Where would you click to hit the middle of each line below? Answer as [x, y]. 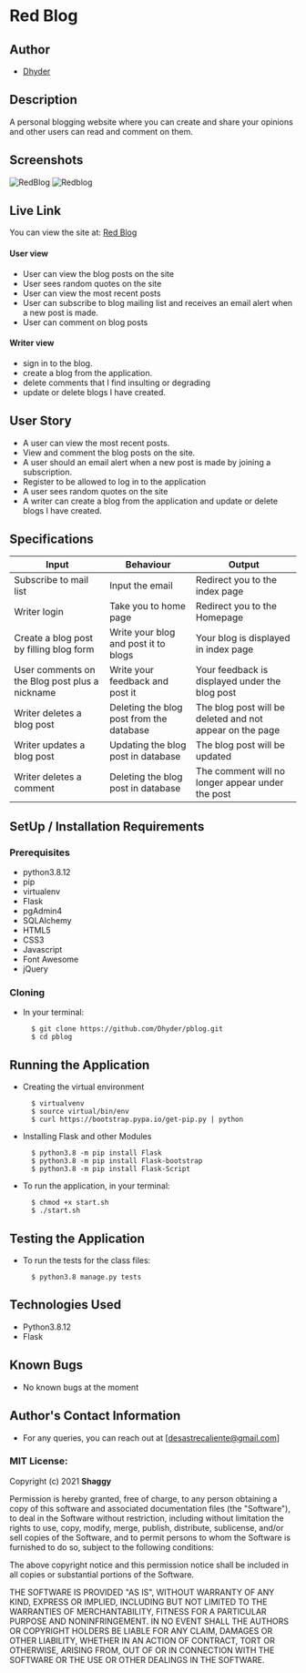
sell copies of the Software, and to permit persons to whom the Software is [150, 1537]
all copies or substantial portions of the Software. [102, 1574]
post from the [138, 719]
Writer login [39, 612]
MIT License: [39, 1461]
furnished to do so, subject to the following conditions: [112, 1547]
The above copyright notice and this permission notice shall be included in [149, 1565]
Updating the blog [148, 745]
